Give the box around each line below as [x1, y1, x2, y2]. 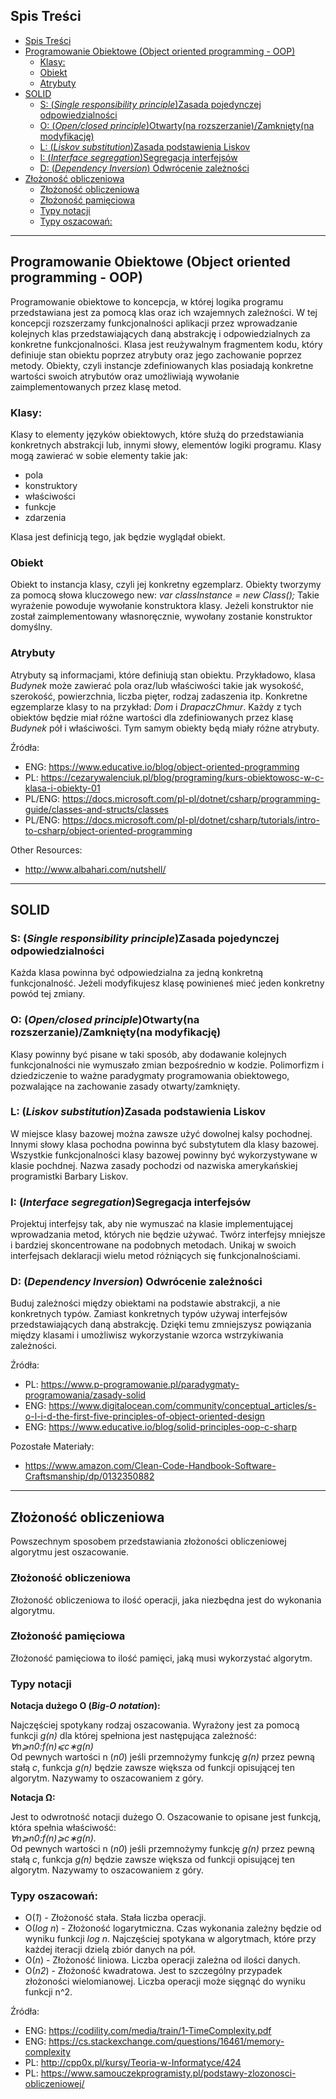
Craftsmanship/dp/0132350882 [24, 1470, 155, 1483]
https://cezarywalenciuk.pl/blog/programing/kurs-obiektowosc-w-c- [40, 771, 325, 783]
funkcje [24, 500, 57, 513]
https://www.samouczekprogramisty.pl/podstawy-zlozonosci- [40, 2067, 297, 2079]
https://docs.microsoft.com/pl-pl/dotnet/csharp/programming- [62, 792, 321, 804]
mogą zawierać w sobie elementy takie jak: [10, 449, 188, 461]
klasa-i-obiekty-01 [24, 782, 101, 794]
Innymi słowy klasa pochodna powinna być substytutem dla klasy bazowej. [10, 1138, 320, 1150]
